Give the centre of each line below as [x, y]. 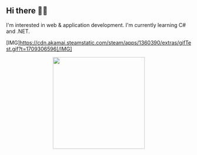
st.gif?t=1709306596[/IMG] [39, 49]
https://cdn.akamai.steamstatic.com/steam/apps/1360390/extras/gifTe [106, 42]
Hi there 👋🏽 [27, 11]
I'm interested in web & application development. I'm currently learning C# [96, 25]
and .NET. [18, 31]
